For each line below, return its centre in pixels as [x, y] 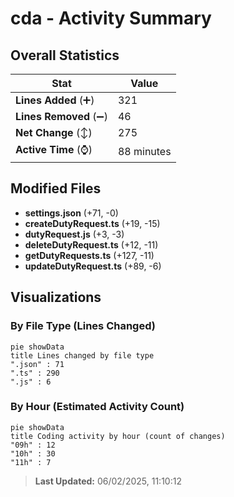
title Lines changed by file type [82, 355]
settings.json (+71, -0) [71, 213]
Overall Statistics [65, 55]
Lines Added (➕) [55, 100]
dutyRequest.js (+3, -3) [74, 234]
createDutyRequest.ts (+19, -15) [92, 223]
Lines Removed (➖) [61, 116]
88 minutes [144, 151]
